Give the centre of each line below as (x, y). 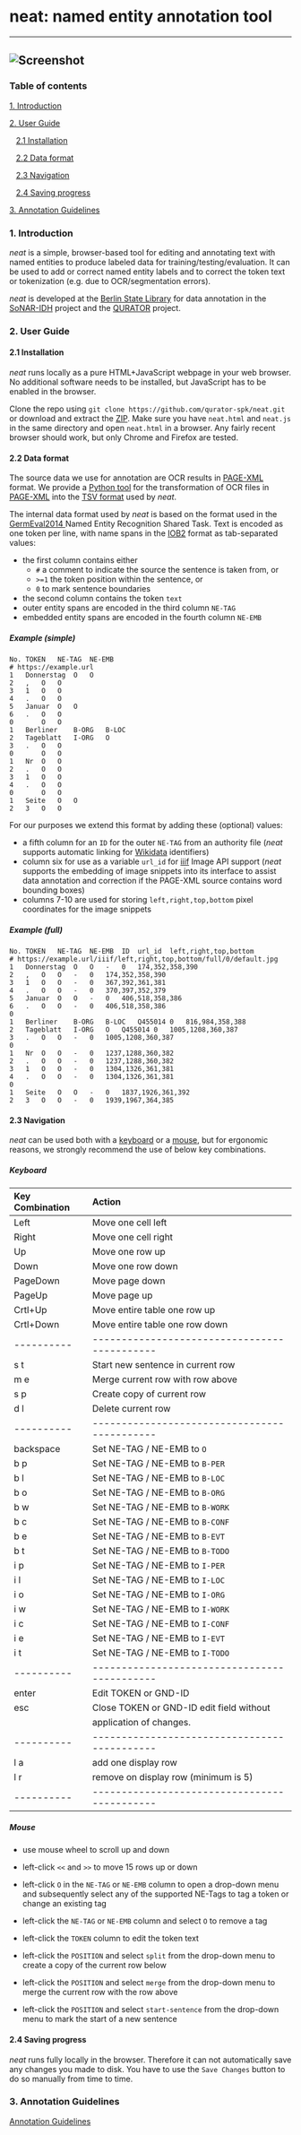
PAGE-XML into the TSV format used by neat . (93, 497)
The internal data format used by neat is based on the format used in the (143, 514)
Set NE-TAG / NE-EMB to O (150, 1449)
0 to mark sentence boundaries (93, 589)
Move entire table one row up (154, 1310)
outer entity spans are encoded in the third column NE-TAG (129, 608)
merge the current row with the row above (100, 1992)
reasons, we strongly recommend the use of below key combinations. (138, 1150)
